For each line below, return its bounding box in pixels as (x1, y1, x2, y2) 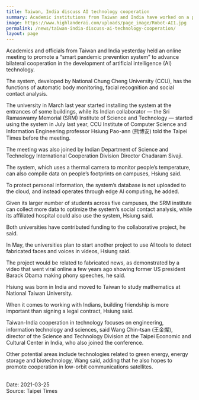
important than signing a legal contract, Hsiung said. (6, 307, 134, 315)
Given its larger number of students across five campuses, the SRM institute (6, 200, 192, 207)
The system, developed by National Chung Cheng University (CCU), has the (6, 78, 191, 85)
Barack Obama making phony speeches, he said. (6, 272, 126, 279)
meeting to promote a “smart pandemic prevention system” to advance (6, 53, 179, 61)
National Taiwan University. (6, 289, 73, 297)
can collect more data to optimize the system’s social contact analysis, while (6, 206, 192, 213)
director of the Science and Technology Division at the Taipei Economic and (6, 333, 191, 340)
